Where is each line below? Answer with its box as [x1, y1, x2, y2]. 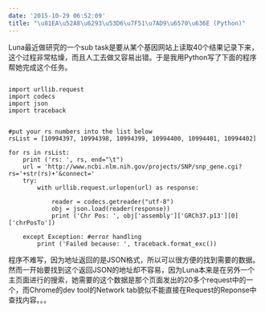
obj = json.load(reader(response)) [51, 205, 171, 213]
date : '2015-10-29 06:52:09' [8, 11, 106, 20]
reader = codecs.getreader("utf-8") [51, 197, 174, 205]
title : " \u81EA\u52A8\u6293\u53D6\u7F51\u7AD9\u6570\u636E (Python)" [8, 19, 247, 27]
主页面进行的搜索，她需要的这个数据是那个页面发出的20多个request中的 [8, 274, 247, 285]
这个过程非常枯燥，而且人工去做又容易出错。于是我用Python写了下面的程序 [8, 52, 257, 62]
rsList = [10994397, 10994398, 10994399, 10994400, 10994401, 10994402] [8, 134, 257, 143]
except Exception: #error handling [22, 233, 142, 241]
